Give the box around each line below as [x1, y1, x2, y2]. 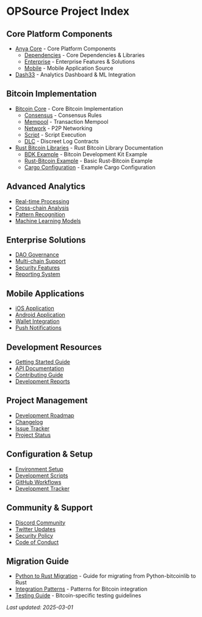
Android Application [15, 311, 65, 319]
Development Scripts [15, 472, 68, 479]
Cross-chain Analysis [15, 204, 69, 211]
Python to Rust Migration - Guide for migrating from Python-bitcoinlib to [15, 572, 197, 580]
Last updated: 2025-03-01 [6, 604, 73, 611]
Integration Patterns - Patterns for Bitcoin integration [15, 585, 148, 592]
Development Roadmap [15, 412, 74, 419]
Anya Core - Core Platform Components [15, 45, 116, 52]
